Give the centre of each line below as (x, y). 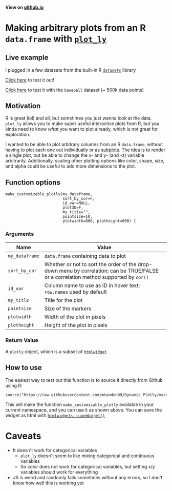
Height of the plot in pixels (76, 325)
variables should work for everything (59, 472)
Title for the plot (63, 300)
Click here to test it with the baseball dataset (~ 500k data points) (75, 90)
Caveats (23, 436)
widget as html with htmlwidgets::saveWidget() (55, 415)
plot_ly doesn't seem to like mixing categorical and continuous (87, 456)
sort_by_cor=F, (79, 199)
